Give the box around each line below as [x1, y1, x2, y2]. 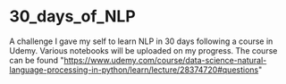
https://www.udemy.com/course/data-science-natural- [63, 55, 267, 65]
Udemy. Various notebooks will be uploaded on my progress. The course [9, 45, 278, 55]
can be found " [9, 55, 64, 65]
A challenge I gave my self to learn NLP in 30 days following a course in [9, 36, 273, 46]
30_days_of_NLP [9, 6, 136, 27]
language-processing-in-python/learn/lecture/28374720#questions [9, 64, 259, 75]
